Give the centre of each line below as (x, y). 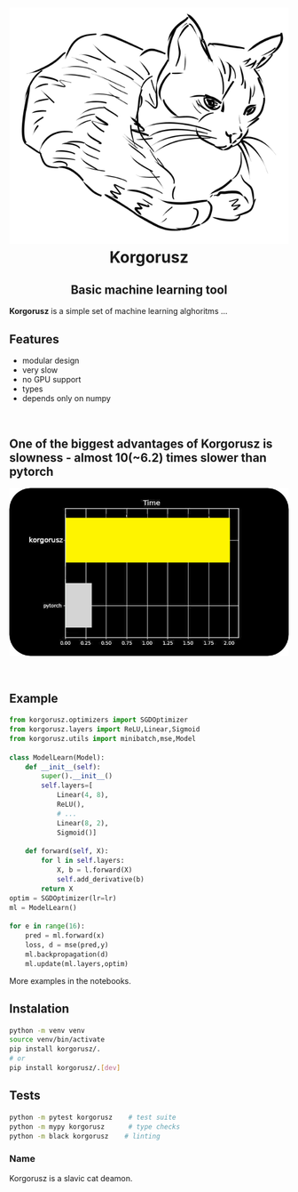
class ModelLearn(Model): (57, 757)
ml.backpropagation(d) (67, 954)
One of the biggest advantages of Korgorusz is (141, 443)
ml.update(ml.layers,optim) (77, 963)
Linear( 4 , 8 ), (82, 795)
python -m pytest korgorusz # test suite (93, 1117)
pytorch (31, 471)
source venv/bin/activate (57, 1040)
